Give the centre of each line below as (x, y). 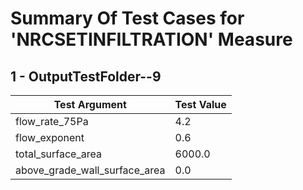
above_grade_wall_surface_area (90, 170)
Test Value (200, 104)
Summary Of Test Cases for (127, 18)
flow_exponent (50, 137)
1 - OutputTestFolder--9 (86, 76)
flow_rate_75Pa (52, 121)
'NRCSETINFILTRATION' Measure (151, 39)
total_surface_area (58, 154)
